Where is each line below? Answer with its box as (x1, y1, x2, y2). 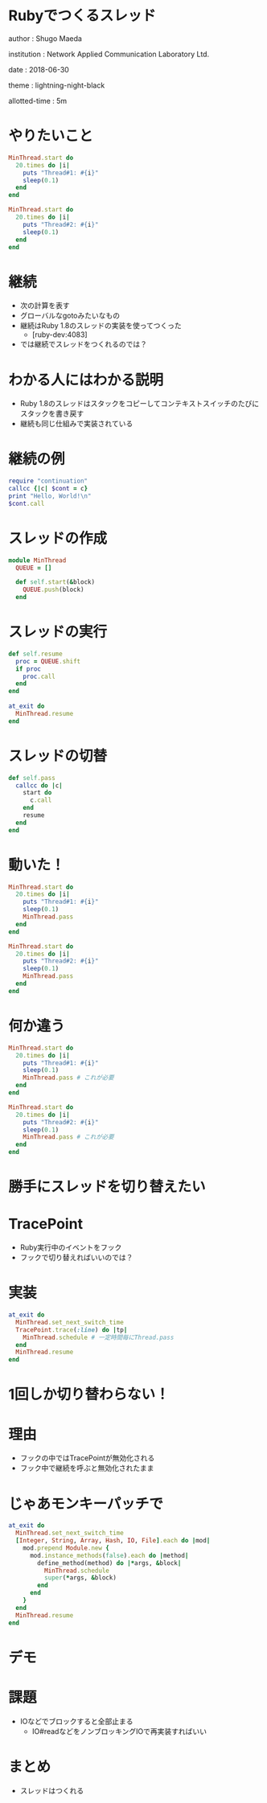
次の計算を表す (19, 301, 70, 310)
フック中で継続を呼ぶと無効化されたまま (19, 1464, 154, 1473)
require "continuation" (8, 477, 88, 486)
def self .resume (8, 650, 63, 658)
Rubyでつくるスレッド (8, 6, 157, 25)
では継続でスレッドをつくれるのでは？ (19, 339, 147, 349)
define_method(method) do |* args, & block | (37, 1559, 182, 1567)
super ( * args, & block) (43, 1574, 117, 1582)
